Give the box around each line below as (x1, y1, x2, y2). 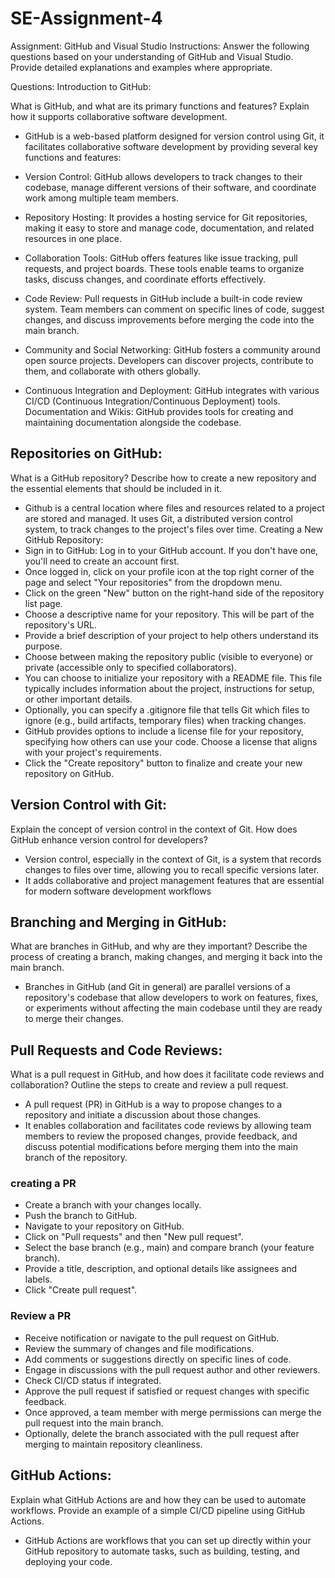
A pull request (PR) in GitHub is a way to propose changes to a (24, 1098, 283, 1111)
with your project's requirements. (24, 746, 162, 758)
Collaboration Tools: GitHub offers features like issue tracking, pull (24, 252, 298, 264)
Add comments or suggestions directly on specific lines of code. (24, 1353, 292, 1365)
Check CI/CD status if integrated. (24, 1374, 162, 1386)
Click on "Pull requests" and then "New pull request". (24, 1231, 244, 1243)
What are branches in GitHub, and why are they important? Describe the (10, 940, 308, 952)
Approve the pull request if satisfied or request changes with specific (24, 1385, 310, 1397)
